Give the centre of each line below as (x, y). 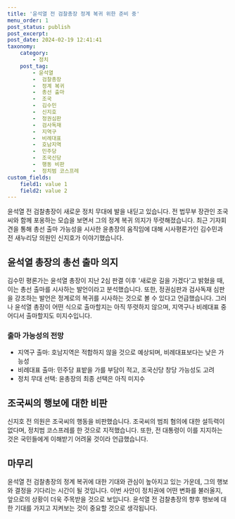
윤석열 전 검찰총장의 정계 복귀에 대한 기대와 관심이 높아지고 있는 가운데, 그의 (112, 481)
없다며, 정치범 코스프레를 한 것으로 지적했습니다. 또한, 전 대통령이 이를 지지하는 (115, 430)
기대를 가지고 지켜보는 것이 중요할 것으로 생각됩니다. (86, 508)
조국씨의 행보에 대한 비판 (57, 403)
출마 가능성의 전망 (36, 335)
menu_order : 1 (28, 20)
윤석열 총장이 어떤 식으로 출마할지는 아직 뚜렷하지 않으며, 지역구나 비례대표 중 (121, 307)
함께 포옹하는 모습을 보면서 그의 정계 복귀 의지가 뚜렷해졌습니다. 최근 (114, 220)
